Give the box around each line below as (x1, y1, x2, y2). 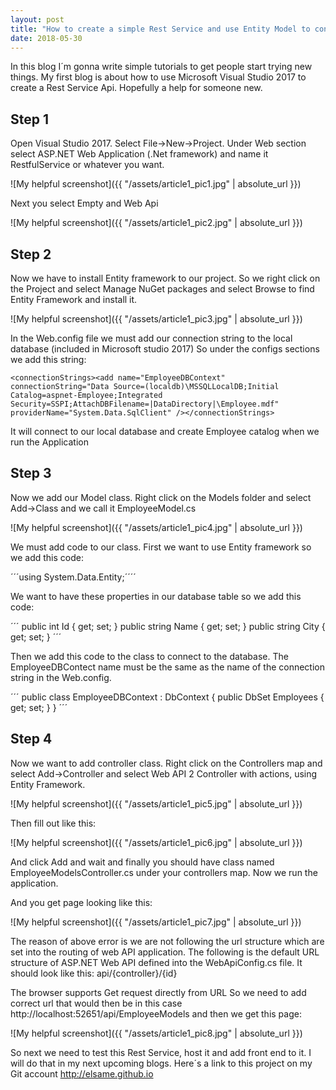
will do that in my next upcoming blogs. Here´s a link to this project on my (10, 1057, 313, 1069)
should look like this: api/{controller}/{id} (10, 967, 178, 979)
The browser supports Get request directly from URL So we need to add (10, 986, 307, 998)
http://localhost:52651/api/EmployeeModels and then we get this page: (10, 1007, 302, 1020)
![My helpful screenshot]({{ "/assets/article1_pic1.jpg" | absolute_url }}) (10, 178, 302, 190)
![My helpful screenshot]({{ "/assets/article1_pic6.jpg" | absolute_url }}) (10, 836, 303, 848)
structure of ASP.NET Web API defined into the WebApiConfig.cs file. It (10, 956, 303, 968)
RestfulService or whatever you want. (10, 159, 165, 171)
